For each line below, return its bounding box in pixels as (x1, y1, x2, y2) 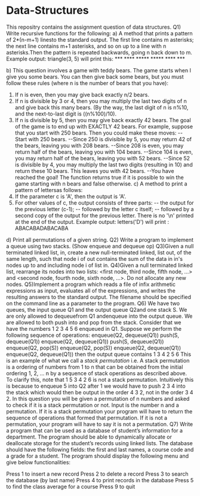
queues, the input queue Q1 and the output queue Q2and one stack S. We (6, 306, 187, 313)
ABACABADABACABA (14, 224, 69, 232)
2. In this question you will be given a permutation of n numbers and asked (6, 395, 190, 402)
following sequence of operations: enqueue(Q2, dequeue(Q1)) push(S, (6, 331, 180, 339)
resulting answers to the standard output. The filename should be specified (6, 293, 192, 300)
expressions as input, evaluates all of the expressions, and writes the (6, 287, 176, 294)
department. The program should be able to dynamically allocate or (6, 433, 172, 440)
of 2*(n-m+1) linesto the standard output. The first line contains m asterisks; (6, 36, 194, 43)
